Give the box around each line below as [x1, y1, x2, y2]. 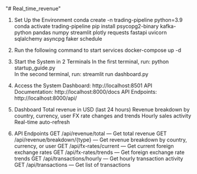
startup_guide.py [14, 64, 56, 71]
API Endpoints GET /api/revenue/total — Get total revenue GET [14, 130, 167, 137]
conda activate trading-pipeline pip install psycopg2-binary [14, 23, 159, 29]
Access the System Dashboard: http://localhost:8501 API [14, 82, 153, 89]
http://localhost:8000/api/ [14, 94, 77, 101]
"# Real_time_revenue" [5, 5, 62, 12]
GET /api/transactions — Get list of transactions [14, 162, 131, 168]
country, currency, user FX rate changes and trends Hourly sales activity [14, 112, 192, 119]
